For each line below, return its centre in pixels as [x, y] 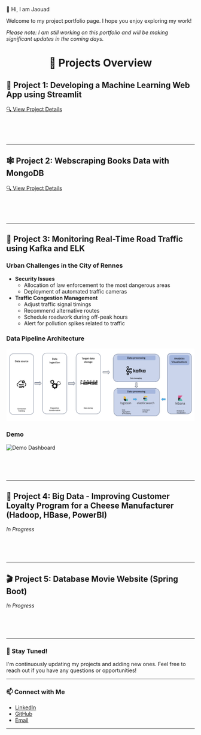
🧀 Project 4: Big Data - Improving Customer [88, 496]
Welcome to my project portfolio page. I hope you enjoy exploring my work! [99, 21]
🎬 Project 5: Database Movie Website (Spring [92, 579]
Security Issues [35, 279]
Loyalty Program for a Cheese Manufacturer [90, 505]
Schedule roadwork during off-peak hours [76, 317]
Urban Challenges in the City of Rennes [65, 265]
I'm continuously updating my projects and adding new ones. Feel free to [96, 664]
